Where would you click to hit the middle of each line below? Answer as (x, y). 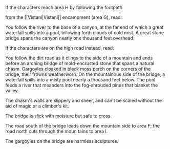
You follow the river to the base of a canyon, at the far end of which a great (84, 27)
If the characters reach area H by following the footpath (64, 7)
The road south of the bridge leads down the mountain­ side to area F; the (83, 126)
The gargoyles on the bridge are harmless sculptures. (62, 141)
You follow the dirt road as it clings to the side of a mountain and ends (79, 58)
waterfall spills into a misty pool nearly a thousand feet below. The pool (80, 80)
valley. (12, 91)
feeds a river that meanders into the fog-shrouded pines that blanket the (82, 85)
